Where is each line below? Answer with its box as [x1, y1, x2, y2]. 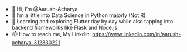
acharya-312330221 [11, 39, 60, 46]
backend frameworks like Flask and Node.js [11, 24, 118, 31]
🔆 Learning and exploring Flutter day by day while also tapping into [11, 18, 174, 25]
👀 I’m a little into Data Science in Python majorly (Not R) [11, 12, 146, 19]
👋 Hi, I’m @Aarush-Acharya [11, 6, 78, 12]
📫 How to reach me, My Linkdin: [11, 31, 91, 37]
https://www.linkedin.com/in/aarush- [92, 31, 181, 37]
